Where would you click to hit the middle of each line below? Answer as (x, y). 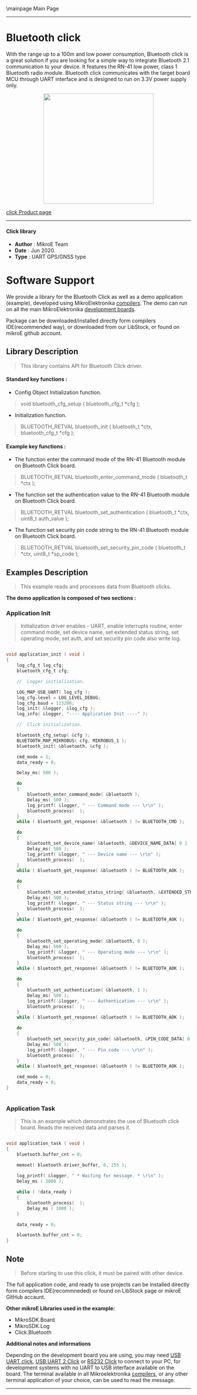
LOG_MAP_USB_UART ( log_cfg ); (54, 692)
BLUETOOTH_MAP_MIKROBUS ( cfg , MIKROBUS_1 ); (72, 741)
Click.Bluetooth (33, 1333)
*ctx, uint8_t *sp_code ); (50, 554)
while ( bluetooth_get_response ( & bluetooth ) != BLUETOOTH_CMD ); (101, 822)
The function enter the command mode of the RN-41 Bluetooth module (100, 460)
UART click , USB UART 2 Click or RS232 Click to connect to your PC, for (93, 1361)
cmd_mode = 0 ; (34, 1077)
